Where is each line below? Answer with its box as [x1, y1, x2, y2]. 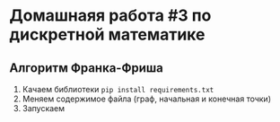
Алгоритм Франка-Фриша [9, 60, 164, 75]
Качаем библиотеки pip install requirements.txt [22, 84, 214, 94]
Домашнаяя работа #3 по [9, 5, 212, 26]
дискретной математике [9, 24, 206, 45]
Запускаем [22, 103, 66, 113]
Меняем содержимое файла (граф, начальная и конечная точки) [22, 93, 272, 104]
